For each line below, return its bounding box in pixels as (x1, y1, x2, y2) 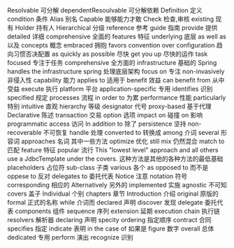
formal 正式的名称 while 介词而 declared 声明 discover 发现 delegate (7, 198, 203, 206)
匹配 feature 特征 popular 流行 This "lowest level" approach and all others (7, 146, 219, 154)
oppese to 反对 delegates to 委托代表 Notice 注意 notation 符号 (7, 172, 187, 180)
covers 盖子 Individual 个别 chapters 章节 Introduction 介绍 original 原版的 (7, 189, 219, 198)
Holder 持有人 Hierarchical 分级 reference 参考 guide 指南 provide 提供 (15, 24, 218, 31)
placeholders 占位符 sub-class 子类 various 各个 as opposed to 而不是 (7, 163, 209, 171)
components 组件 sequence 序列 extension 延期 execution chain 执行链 (15, 207, 220, 215)
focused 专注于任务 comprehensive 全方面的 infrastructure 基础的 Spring (7, 59, 217, 66)
